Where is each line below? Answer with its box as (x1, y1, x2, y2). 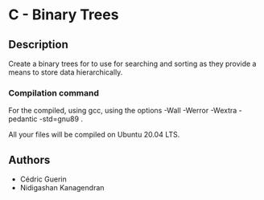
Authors (8, 153, 51, 166)
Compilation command (8, 87, 99, 98)
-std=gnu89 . (39, 114, 83, 124)
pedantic (8, 114, 38, 124)
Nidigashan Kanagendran (19, 183, 105, 193)
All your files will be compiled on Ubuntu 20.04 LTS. (8, 130, 180, 140)
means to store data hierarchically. (8, 67, 123, 77)
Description (8, 38, 68, 51)
